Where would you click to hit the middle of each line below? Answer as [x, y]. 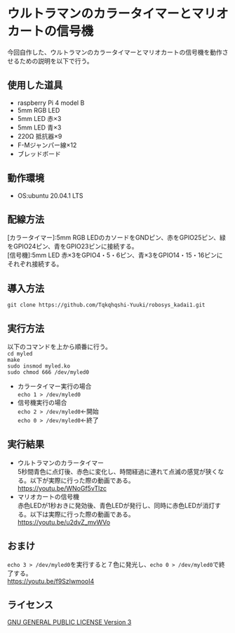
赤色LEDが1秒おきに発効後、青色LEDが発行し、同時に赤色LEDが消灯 [116, 505]
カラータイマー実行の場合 [54, 386]
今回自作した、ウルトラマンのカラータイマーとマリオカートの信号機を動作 [115, 52]
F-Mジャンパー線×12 [47, 145]
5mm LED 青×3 [39, 127]
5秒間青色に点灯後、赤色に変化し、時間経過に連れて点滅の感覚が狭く [117, 471]
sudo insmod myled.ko [39, 366]
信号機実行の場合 [42, 402]
